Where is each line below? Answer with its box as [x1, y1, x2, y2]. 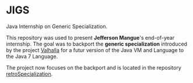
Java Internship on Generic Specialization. [6, 23, 108, 30]
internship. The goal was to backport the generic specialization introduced [6, 40, 188, 47]
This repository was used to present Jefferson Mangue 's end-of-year [6, 34, 175, 41]
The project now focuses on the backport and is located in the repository [6, 64, 182, 71]
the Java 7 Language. [6, 53, 58, 60]
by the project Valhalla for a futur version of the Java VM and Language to [6, 46, 184, 53]
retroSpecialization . [6, 70, 53, 77]
